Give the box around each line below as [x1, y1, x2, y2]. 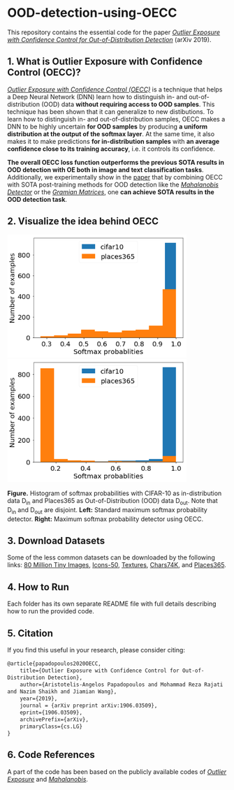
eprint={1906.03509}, [20, 709, 82, 717]
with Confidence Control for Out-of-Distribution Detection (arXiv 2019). [7, 35, 212, 43]
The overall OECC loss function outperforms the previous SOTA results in [7, 158, 225, 166]
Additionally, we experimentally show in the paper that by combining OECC [7, 173, 224, 181]
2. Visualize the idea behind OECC [7, 215, 159, 228]
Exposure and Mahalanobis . [7, 775, 89, 783]
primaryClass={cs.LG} [20, 723, 82, 731]
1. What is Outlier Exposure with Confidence [7, 56, 203, 68]
